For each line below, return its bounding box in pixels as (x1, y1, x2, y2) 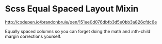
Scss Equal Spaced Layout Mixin (5, 3, 139, 14)
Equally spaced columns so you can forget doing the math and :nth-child (5, 28, 150, 34)
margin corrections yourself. (5, 33, 62, 39)
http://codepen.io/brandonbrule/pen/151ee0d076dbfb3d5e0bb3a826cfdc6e (5, 19, 157, 25)
